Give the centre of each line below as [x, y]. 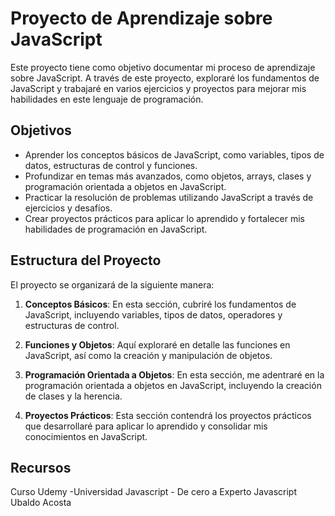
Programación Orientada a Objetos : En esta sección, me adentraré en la [174, 374]
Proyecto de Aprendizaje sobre [141, 18]
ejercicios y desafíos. [68, 208]
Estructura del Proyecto [86, 260]
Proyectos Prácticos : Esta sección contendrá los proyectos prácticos [168, 415]
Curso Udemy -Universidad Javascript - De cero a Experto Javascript [153, 492]
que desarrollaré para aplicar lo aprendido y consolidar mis [146, 426]
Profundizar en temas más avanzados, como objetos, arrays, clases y [168, 176]
